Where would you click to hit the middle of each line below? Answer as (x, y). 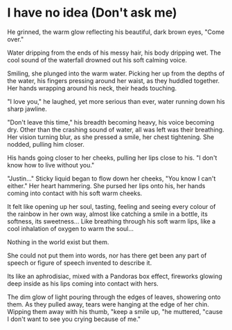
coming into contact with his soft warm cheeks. (75, 193)
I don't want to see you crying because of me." (74, 319)
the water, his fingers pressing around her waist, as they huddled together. (114, 80)
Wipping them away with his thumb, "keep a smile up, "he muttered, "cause (115, 311)
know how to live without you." (51, 165)
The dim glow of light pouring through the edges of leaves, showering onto (114, 297)
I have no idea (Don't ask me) (92, 13)
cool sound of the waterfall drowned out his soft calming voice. (97, 59)
